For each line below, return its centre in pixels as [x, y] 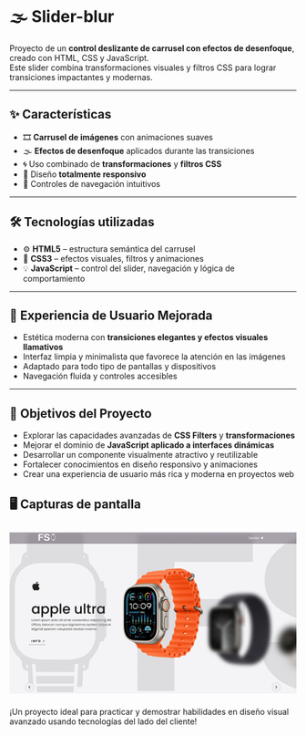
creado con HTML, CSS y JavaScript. [79, 57]
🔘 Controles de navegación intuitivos [92, 183]
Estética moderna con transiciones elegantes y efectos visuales [145, 337]
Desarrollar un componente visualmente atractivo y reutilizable [140, 455]
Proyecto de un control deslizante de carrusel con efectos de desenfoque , [152, 48]
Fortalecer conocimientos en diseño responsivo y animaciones [140, 464]
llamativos [43, 347]
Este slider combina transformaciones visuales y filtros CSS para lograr [143, 67]
